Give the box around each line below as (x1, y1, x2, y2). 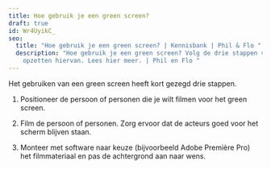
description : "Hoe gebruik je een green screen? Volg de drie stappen (15, 49, 258, 57)
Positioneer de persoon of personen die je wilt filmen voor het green (19, 94, 248, 104)
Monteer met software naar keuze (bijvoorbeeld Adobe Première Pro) (19, 142, 251, 152)
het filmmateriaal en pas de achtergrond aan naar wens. (19, 150, 206, 161)
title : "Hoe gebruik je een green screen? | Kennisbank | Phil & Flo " (15, 42, 262, 50)
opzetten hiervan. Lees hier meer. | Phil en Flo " (23, 57, 200, 65)
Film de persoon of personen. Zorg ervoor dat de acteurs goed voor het (19, 118, 259, 128)
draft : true (8, 19, 48, 27)
